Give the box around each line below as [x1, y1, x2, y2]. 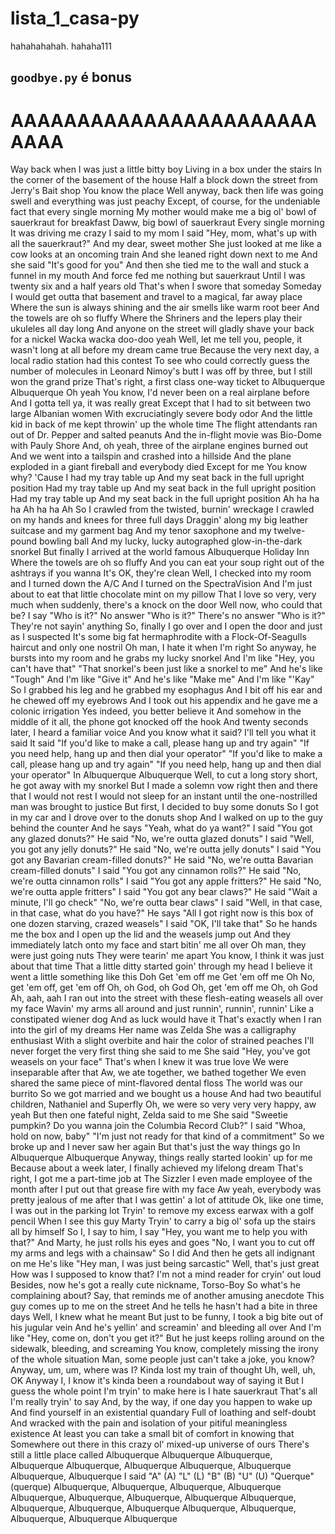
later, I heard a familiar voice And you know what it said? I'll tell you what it [10, 727, 317, 739]
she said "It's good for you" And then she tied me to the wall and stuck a [10, 259, 310, 271]
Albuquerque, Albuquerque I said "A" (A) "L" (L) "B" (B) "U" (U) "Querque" [10, 1470, 315, 1482]
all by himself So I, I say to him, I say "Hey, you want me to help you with [10, 1226, 308, 1238]
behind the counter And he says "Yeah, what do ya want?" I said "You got [10, 822, 313, 834]
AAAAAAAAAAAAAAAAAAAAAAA [10, 109, 317, 132]
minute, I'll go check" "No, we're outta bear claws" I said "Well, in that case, [10, 897, 323, 909]
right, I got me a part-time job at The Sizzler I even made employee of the [10, 1173, 313, 1185]
